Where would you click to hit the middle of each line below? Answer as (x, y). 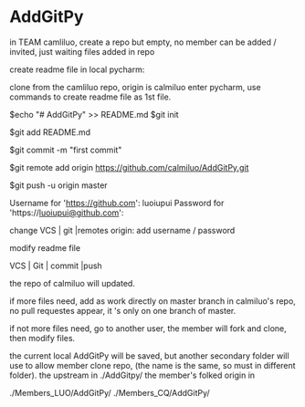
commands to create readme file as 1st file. (90, 97)
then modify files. (42, 338)
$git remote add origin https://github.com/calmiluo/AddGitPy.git (129, 167)
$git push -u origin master (58, 185)
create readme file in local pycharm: (77, 69)
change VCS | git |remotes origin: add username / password (122, 230)
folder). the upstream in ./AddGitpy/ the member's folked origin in (132, 375)
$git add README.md (50, 132)
